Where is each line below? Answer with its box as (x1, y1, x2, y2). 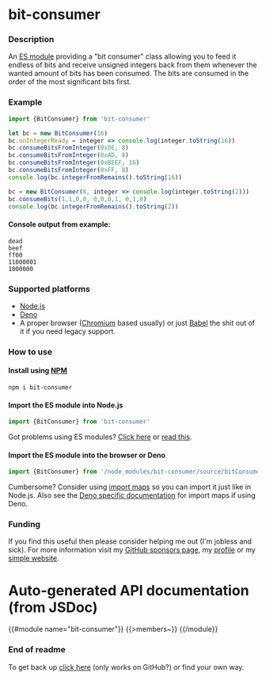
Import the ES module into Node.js (8, 400, 123, 410)
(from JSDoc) (8, 598, 98, 616)
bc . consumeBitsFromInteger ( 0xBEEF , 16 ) (8, 159, 140, 167)
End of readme (8, 644, 66, 655)
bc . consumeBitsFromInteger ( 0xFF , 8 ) (8, 166, 129, 174)
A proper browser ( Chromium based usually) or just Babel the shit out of (19, 318, 256, 327)
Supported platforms (8, 283, 91, 294)
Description (8, 34, 55, 45)
